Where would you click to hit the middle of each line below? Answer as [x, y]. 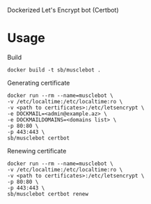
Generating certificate [39, 83]
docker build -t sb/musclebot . [54, 70]
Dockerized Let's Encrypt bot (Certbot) [63, 10]
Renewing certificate [37, 151]
